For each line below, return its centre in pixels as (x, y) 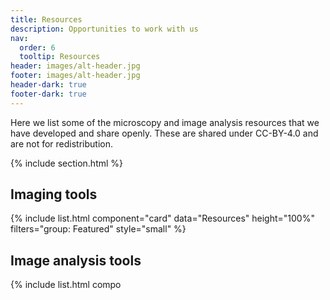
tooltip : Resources (60, 57)
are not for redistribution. (62, 143)
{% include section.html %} (67, 163)
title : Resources (46, 19)
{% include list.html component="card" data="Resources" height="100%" (162, 218)
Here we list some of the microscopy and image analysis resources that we (165, 122)
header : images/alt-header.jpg (75, 66)
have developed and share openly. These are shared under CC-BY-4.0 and (164, 133)
